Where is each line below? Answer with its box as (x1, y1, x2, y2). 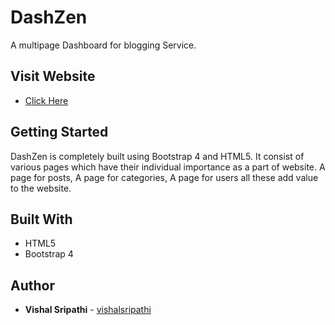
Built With (10, 211, 73, 228)
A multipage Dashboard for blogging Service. (10, 39, 197, 51)
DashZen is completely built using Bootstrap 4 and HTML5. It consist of (10, 150, 305, 162)
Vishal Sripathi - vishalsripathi (24, 304, 152, 316)
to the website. (10, 182, 72, 194)
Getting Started (10, 124, 109, 141)
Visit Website (10, 68, 96, 85)
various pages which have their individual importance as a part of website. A (10, 161, 326, 173)
